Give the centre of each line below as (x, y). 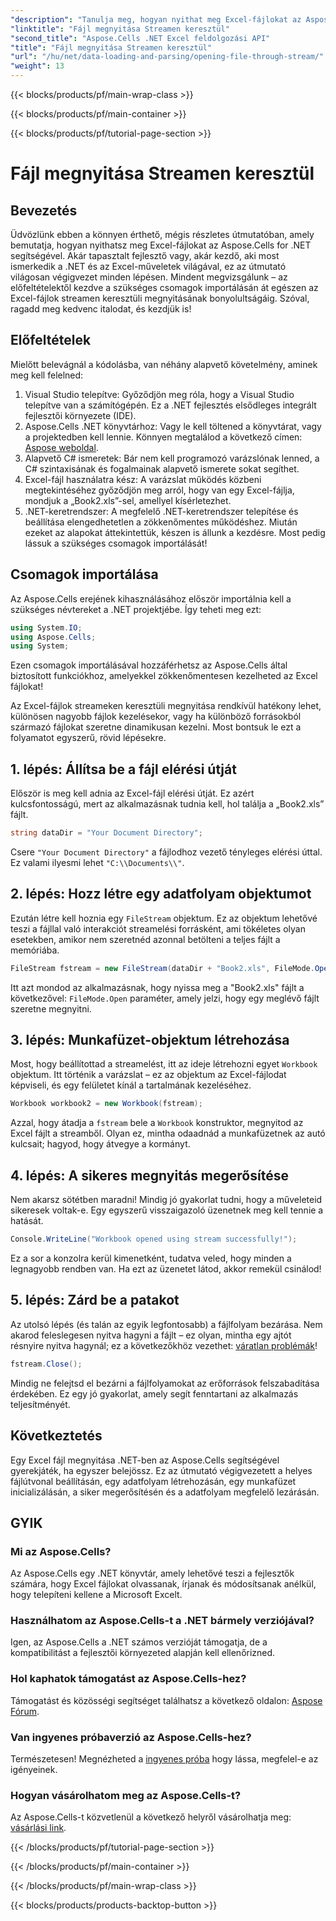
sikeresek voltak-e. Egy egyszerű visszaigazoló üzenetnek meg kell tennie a (167, 1210)
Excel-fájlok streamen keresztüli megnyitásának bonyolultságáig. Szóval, (160, 298)
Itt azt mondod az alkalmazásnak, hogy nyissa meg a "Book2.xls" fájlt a (157, 987)
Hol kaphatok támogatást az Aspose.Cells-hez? (128, 1679)
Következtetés (56, 1436)
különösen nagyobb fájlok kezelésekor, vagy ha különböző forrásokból (156, 717)
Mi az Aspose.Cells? (61, 1551)
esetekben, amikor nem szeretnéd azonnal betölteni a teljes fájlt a (145, 939)
